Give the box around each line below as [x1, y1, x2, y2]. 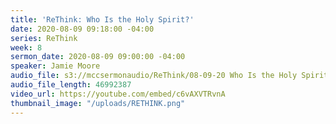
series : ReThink [10, 33, 78, 43]
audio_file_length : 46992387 [10, 80, 132, 90]
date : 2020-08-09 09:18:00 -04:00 [10, 24, 155, 34]
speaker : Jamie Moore [10, 61, 101, 71]
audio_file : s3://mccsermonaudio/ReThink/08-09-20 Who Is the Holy [10, 71, 298, 81]
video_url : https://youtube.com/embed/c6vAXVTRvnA [10, 89, 226, 99]
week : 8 [10, 42, 43, 53]
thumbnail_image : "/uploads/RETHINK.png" [10, 98, 186, 108]
